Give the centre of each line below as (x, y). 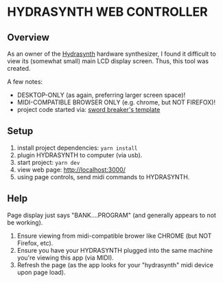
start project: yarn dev (48, 162)
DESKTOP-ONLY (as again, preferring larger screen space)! (101, 95)
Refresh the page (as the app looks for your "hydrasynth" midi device (115, 264)
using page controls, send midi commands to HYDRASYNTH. (103, 177)
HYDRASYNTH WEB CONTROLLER (107, 12)
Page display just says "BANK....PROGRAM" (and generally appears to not (111, 215)
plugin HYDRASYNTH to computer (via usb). (80, 155)
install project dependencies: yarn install (77, 148)
